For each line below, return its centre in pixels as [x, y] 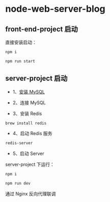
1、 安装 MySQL [29, 92]
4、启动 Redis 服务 [32, 133]
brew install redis [26, 123]
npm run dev [18, 184]
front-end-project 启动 [42, 29]
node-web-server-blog [55, 9]
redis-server [19, 143]
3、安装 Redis [27, 114]
